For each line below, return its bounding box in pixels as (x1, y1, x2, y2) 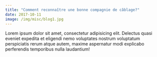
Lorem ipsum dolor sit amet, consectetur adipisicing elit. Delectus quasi (5, 30, 152, 36)
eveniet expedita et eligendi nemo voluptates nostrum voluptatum (5, 35, 140, 41)
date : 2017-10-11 (5, 12, 41, 17)
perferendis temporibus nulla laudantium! (5, 46, 90, 52)
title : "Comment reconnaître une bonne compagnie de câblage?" (5, 7, 140, 12)
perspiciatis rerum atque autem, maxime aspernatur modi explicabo (5, 41, 144, 47)
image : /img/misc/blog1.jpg (5, 16, 64, 21)
